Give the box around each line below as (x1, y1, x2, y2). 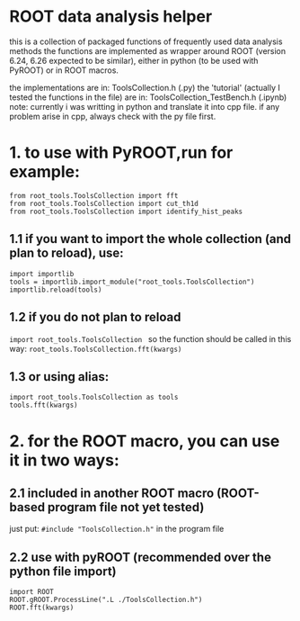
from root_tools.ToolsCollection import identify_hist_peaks (9, 207, 243, 216)
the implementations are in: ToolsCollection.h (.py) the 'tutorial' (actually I (9, 82, 280, 93)
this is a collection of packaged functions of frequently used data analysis (9, 36, 283, 47)
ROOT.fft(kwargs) (9, 603, 75, 613)
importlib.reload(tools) (9, 285, 102, 294)
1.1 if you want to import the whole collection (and (9, 231, 292, 247)
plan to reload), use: (9, 246, 124, 261)
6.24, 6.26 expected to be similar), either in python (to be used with (9, 55, 259, 66)
